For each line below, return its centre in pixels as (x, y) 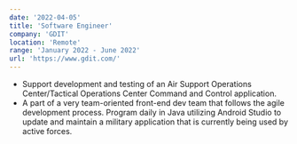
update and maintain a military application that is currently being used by (155, 122)
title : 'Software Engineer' (61, 26)
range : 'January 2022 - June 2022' (75, 51)
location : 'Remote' (45, 42)
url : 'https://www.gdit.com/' (65, 59)
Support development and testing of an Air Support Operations (137, 84)
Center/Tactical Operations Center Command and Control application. (149, 93)
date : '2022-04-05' (45, 17)
